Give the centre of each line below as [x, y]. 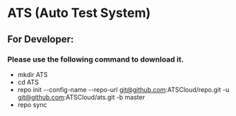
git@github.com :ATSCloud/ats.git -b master [81, 97]
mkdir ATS [33, 74]
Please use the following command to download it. [96, 59]
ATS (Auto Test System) [79, 13]
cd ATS [28, 82]
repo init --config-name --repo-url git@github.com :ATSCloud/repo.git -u [123, 89]
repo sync [32, 105]
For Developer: [41, 39]
